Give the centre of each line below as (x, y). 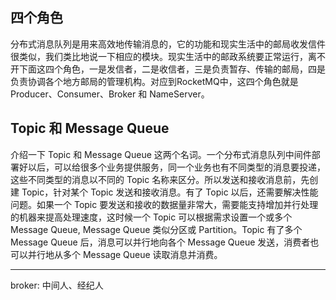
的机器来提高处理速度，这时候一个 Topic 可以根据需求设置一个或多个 (151, 217)
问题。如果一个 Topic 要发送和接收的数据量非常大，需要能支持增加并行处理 (164, 204)
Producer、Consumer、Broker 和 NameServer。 (110, 94)
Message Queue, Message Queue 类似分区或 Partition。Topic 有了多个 (156, 229)
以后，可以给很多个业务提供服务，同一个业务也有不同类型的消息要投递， (176, 167)
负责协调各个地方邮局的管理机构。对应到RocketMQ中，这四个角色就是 (154, 81)
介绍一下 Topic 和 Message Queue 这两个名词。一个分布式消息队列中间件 (161, 154)
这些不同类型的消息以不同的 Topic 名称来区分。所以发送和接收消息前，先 (160, 179)
